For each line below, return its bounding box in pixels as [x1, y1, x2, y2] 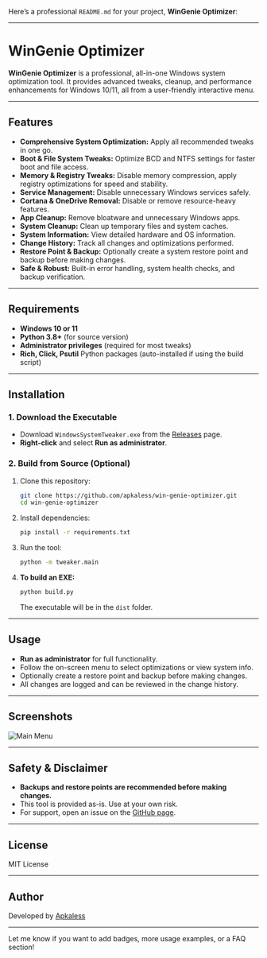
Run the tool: [19, 543, 62, 553]
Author [8, 890, 44, 903]
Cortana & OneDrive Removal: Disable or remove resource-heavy [19, 196, 237, 205]
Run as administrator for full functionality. [19, 654, 158, 663]
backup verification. [19, 272, 86, 281]
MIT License [8, 859, 49, 869]
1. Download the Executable [8, 411, 118, 422]
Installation [8, 387, 65, 401]
